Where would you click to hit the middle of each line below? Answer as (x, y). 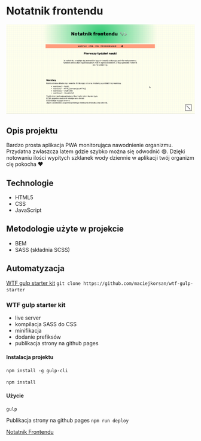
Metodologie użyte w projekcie (65, 229)
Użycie (15, 396)
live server (28, 318)
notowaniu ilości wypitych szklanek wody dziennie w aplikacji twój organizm (100, 158)
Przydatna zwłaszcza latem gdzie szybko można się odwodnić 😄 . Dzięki (96, 151)
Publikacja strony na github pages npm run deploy (68, 421)
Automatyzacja (35, 268)
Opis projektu (32, 131)
